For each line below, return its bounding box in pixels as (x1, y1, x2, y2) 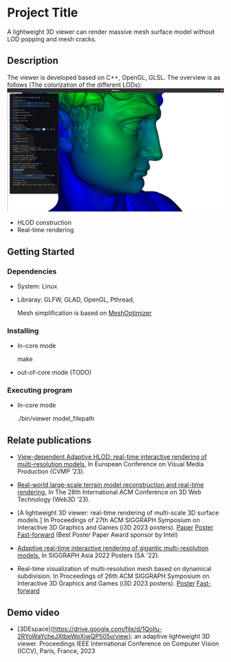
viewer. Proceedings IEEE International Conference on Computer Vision (16, 639, 219, 648)
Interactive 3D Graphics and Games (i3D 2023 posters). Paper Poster (16, 524, 214, 532)
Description (7, 55, 58, 67)
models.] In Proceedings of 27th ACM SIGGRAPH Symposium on (16, 516, 201, 524)
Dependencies (7, 267, 57, 276)
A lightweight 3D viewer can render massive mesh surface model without (7, 28, 214, 36)
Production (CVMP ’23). (16, 467, 85, 476)
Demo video (7, 606, 60, 618)
